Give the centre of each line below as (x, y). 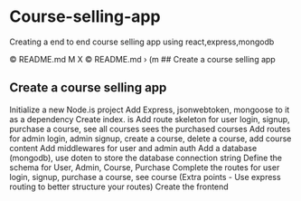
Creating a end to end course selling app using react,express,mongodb (142, 42)
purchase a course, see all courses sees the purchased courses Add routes (150, 129)
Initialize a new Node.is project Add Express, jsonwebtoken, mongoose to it (150, 110)
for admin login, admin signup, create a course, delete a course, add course (150, 139)
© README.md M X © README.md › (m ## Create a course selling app (142, 59)
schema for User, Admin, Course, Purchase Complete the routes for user (145, 167)
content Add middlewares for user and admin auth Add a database (133, 148)
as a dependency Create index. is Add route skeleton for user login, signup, (150, 119)
